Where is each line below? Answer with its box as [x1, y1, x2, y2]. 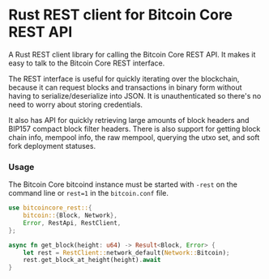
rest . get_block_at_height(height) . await [23, 256, 161, 264]
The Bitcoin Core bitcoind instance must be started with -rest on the [8, 180, 237, 189]
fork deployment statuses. [8, 141, 96, 150]
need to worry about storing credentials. [8, 99, 143, 109]
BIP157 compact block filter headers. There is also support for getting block [8, 124, 261, 133]
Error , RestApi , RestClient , [23, 218, 122, 227]
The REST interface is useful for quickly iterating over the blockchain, [8, 74, 240, 83]
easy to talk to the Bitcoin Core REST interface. [8, 58, 165, 68]
